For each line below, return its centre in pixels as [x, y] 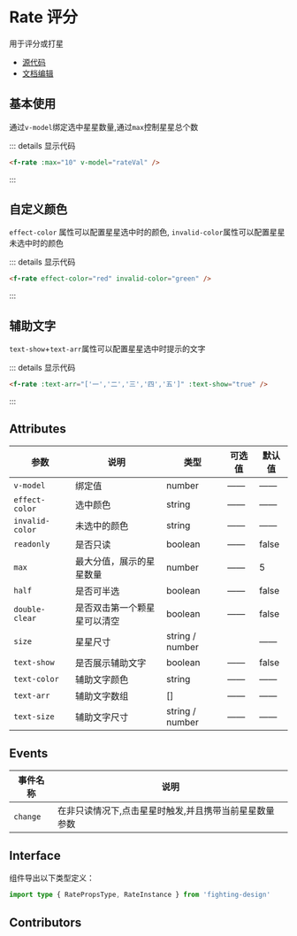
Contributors [46, 922]
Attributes [38, 429]
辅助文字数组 [102, 696]
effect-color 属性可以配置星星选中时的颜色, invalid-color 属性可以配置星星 [147, 232]
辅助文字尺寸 [102, 717]
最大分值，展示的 [110, 561]
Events [29, 753]
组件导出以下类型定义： [52, 878]
